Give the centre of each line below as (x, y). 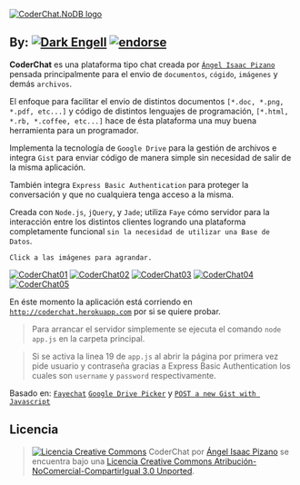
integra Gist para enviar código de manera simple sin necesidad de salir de (150, 157)
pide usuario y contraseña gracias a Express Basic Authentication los (161, 366)
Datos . (21, 241)
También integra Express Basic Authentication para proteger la (129, 184)
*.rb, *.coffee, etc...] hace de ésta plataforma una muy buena (133, 120)
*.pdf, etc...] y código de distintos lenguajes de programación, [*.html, (149, 111)
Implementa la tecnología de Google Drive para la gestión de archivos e (143, 148)
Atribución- (235, 461)
